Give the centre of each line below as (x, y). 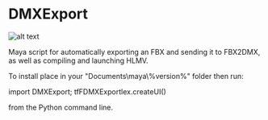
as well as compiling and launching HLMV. (78, 60)
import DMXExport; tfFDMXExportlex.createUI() (88, 91)
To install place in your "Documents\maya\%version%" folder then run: (126, 76)
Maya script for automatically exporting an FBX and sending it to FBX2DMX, (134, 52)
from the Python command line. (61, 107)
